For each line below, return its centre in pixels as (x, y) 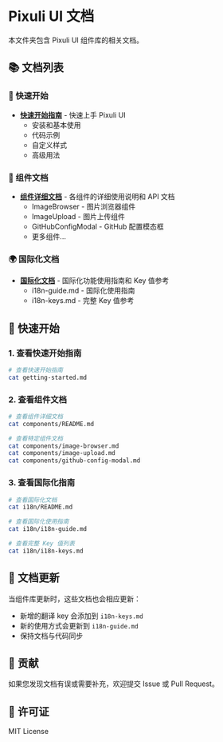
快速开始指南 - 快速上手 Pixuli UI (72, 115)
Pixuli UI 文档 (51, 16)
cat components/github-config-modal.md (74, 461)
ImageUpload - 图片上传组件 (78, 216)
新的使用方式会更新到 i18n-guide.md (79, 625)
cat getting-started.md (48, 377)
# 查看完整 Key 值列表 (42, 544)
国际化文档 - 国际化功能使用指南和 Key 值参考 (94, 281)
